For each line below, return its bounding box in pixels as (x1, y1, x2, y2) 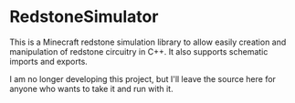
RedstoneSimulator (9, 6, 159, 27)
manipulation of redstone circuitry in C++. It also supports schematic (9, 46, 269, 57)
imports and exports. (9, 56, 89, 67)
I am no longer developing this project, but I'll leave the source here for (9, 73, 277, 84)
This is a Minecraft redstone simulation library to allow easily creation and (9, 36, 287, 47)
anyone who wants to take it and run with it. (9, 83, 174, 94)
